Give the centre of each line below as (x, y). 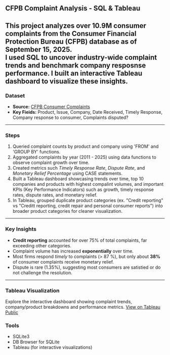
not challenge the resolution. (42, 272)
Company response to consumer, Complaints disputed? (71, 118)
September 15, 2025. (39, 50)
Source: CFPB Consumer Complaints (51, 107)
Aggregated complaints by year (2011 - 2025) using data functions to (84, 157)
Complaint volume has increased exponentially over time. (73, 251)
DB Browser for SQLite (36, 342)
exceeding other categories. (42, 245)
